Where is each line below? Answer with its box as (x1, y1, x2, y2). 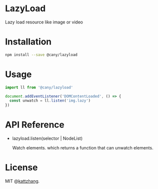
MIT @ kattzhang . (5, 178, 40, 184)
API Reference (5, 119, 65, 130)
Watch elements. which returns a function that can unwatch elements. (12, 145, 154, 151)
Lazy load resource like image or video (5, 19, 83, 25)
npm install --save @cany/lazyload (5, 52, 78, 57)
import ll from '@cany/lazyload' (5, 85, 73, 90)
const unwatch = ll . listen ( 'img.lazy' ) (9, 98, 91, 103)
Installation (5, 36, 52, 47)
